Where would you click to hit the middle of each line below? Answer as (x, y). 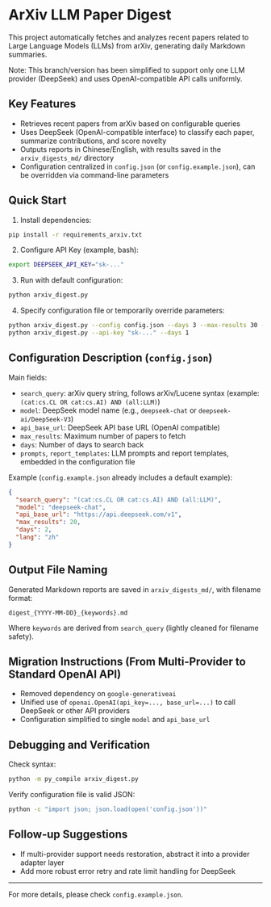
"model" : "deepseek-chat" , (61, 507)
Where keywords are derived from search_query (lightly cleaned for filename (134, 628)
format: (21, 598)
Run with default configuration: (71, 280)
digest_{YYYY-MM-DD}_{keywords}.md (68, 613)
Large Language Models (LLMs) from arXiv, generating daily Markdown (127, 45)
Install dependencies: (56, 220)
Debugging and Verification (79, 745)
